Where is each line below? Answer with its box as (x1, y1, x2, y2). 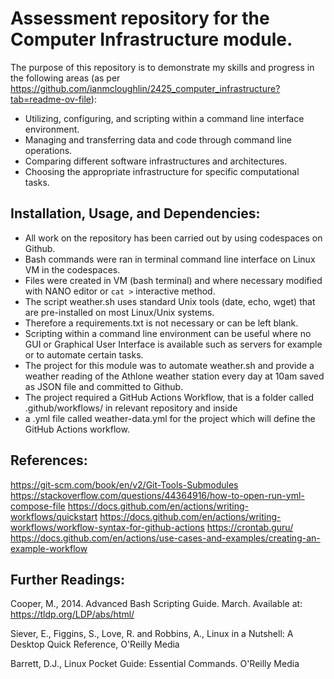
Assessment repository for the (10, 7, 270, 30)
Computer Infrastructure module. (10, 28, 293, 51)
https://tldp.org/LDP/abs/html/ (10, 608, 135, 621)
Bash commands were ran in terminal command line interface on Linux (24, 253, 316, 265)
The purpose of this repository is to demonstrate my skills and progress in (10, 61, 315, 73)
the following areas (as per (10, 72, 121, 84)
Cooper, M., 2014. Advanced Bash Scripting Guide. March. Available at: (10, 598, 303, 610)
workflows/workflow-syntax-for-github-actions (10, 521, 205, 533)
